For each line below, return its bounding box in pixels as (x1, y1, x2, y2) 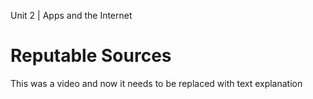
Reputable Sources (10, 45, 172, 67)
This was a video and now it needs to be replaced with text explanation (10, 77, 303, 89)
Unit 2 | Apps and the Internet (10, 10, 133, 21)
